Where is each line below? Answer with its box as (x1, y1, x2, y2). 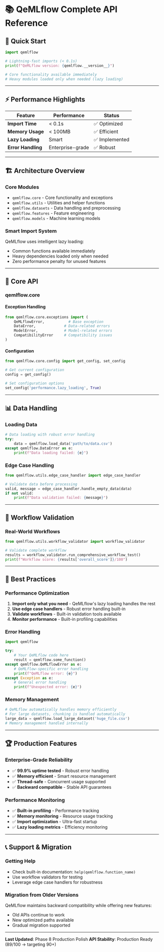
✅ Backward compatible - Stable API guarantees (12, 784, 111, 790)
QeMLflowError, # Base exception (14, 319, 104, 324)
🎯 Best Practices (5, 575, 56, 583)
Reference (5, 18, 48, 29)
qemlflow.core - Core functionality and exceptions (12, 195, 113, 200)
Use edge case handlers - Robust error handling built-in (12, 606, 126, 612)
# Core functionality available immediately (5, 72, 97, 77)
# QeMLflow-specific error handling (14, 666, 89, 671)
